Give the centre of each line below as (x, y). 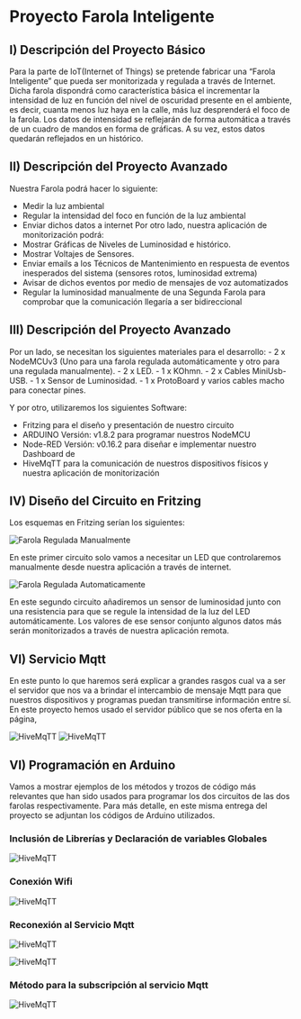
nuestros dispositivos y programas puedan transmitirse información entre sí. (150, 700)
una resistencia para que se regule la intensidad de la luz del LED (130, 612)
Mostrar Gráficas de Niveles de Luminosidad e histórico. (126, 244)
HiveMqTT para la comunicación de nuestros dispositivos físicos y (145, 463)
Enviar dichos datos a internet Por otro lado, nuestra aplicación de (145, 225)
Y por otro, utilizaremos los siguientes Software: (98, 407)
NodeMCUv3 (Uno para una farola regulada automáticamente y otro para (145, 361)
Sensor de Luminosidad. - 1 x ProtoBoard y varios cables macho (166, 380)
